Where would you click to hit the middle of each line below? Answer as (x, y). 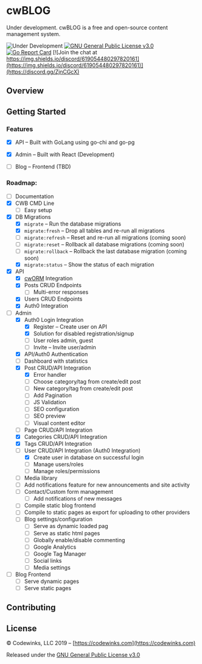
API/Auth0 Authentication (56, 354)
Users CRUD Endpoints (53, 299)
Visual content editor (59, 423)
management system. (33, 34)
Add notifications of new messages (78, 499)
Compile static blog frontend (60, 505)
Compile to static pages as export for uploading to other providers (107, 512)
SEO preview (49, 416)
